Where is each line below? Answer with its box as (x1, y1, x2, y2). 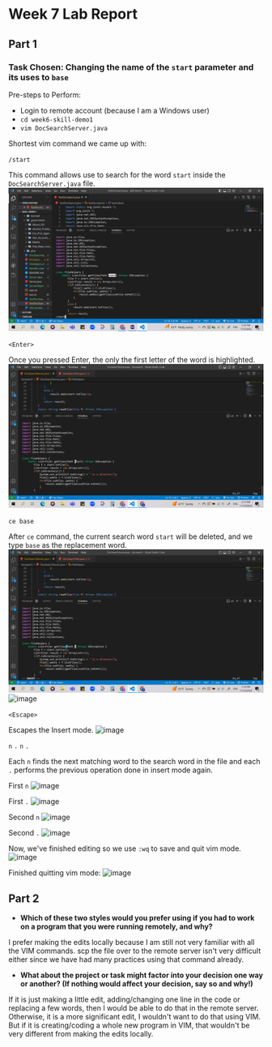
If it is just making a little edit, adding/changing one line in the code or (8, 994, 240, 1005)
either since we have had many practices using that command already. (8, 955, 244, 964)
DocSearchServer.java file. (8, 178, 96, 188)
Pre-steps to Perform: (8, 90, 81, 100)
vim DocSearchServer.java (19, 124, 108, 132)
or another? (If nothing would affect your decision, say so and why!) (19, 979, 253, 989)
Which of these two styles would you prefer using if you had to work (19, 913, 255, 923)
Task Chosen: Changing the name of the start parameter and (8, 62, 254, 73)
